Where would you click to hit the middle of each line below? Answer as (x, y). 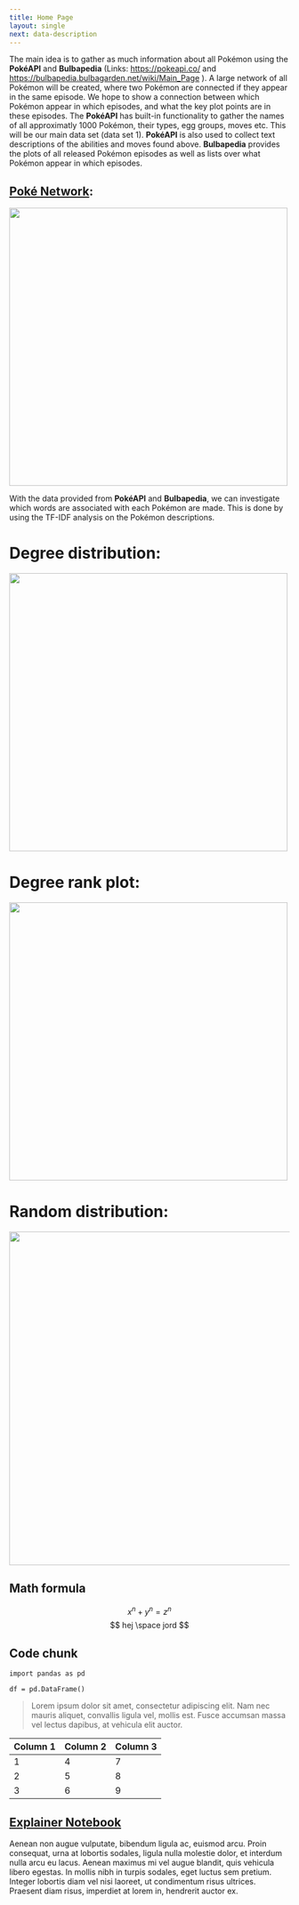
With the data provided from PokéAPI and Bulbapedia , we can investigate (145, 498)
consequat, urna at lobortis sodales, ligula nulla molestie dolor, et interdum (146, 1853)
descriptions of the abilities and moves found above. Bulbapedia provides (145, 144)
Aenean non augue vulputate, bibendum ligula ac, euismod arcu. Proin (138, 1844)
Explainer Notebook (65, 1822)
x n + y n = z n (149, 1610)
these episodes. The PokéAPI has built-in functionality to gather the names (147, 116)
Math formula (48, 1589)
